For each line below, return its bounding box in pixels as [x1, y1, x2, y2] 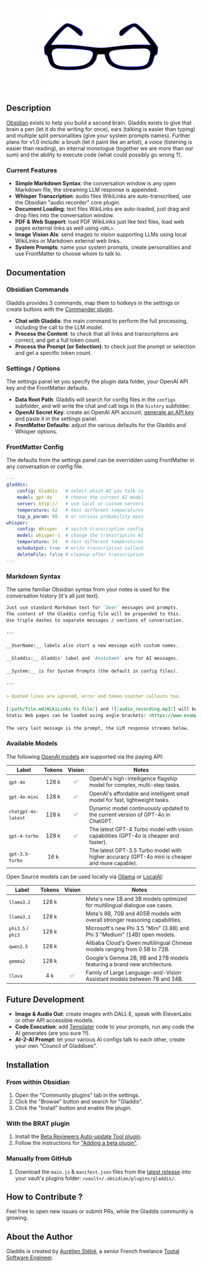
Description [6, 103, 51, 113]
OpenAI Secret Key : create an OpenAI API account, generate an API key [14, 408, 194, 416]
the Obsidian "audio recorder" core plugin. [14, 199, 120, 206]
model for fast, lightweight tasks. [89, 796, 170, 803]
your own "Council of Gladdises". [14, 1043, 97, 1050]
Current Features [6, 166, 58, 174]
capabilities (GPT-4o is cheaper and [89, 832, 179, 839]
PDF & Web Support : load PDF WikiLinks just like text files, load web [14, 218, 185, 226]
